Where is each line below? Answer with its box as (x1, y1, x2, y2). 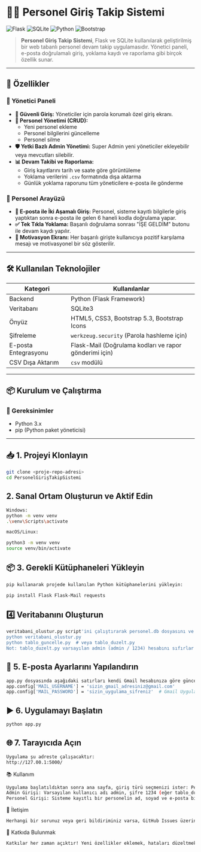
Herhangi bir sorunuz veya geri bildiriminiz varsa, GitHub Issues (6, 818, 178, 824)
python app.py (6, 721, 42, 727)
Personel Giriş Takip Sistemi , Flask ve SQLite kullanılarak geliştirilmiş (20, 37, 192, 44)
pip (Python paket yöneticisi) (14, 426, 86, 433)
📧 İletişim (6, 806, 29, 814)
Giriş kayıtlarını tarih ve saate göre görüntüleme (23, 166, 141, 174)
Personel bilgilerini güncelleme (23, 129, 100, 137)
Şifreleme (9, 331, 36, 339)
